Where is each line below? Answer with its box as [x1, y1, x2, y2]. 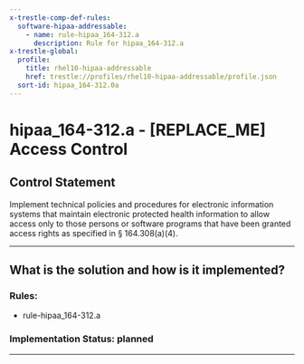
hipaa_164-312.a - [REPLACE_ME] [9, 120, 266, 140]
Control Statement [9, 175, 116, 190]
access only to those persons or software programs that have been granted [9, 218, 291, 229]
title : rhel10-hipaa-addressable [25, 64, 152, 73]
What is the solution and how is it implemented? [9, 263, 285, 278]
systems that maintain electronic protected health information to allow [9, 208, 270, 219]
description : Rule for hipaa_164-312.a [33, 38, 184, 48]
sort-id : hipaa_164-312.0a [17, 81, 119, 90]
